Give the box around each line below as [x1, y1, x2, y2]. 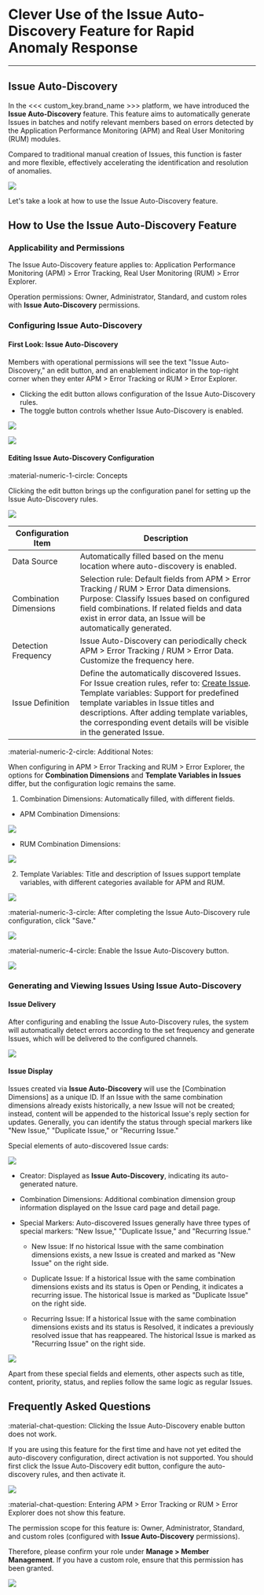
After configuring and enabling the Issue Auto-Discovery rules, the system [8, 1016, 249, 1027]
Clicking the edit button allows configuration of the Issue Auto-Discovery [19, 389, 255, 399]
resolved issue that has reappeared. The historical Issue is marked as [31, 1331, 256, 1340]
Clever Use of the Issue [8, 6, 163, 24]
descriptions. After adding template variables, [79, 707, 248, 718]
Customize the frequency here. [79, 655, 195, 666]
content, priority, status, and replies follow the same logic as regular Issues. [8, 1377, 253, 1387]
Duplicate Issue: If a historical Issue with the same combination [31, 1273, 236, 1283]
